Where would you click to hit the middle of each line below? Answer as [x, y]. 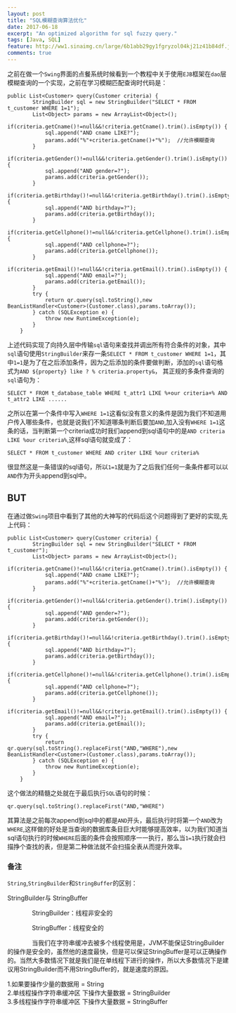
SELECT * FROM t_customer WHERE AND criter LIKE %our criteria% [103, 453]
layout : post [26, 14]
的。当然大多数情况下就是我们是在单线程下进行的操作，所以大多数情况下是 [115, 960]
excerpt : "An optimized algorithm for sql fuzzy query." [92, 33]
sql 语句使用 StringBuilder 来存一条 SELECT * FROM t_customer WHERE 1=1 [111, 353]
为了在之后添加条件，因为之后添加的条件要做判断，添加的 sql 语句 [123, 362]
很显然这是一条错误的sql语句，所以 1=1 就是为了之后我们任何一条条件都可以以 [118, 466]
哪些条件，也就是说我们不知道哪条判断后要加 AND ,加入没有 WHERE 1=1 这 [125, 421]
